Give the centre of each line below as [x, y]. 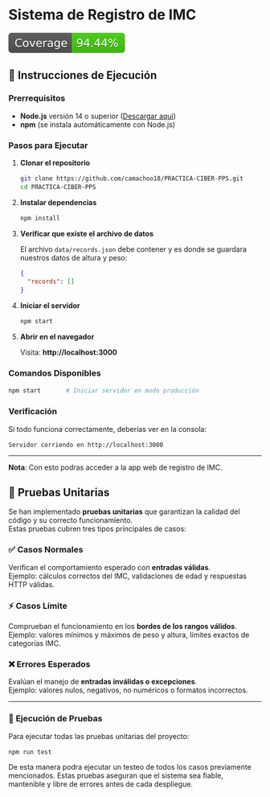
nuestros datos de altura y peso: [74, 257]
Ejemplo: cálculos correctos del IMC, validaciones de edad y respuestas [128, 576]
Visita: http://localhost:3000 [69, 352]
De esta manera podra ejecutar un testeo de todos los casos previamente [130, 767]
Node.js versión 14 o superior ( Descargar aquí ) [98, 116]
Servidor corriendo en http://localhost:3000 [86, 445]
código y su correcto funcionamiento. [71, 520]
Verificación [33, 412]
